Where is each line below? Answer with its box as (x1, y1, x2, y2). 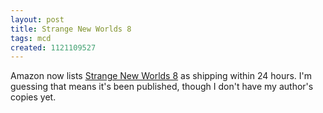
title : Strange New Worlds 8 (10, 24, 132, 34)
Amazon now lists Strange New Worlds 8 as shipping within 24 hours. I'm (10, 70, 313, 82)
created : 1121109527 (10, 42, 97, 53)
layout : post (10, 14, 65, 25)
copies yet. (10, 91, 57, 103)
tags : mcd (10, 33, 52, 43)
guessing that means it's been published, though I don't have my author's (10, 81, 314, 93)
